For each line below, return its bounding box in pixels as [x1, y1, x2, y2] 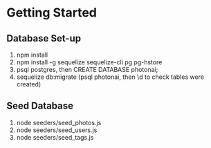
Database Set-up [6, 33, 81, 44]
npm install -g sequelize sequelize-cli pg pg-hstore [16, 58, 163, 66]
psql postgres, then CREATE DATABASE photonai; [16, 66, 158, 73]
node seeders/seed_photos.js [16, 118, 102, 127]
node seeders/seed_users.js [16, 126, 98, 134]
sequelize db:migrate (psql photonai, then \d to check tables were [16, 73, 205, 81]
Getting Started [6, 5, 98, 21]
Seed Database [6, 100, 74, 112]
